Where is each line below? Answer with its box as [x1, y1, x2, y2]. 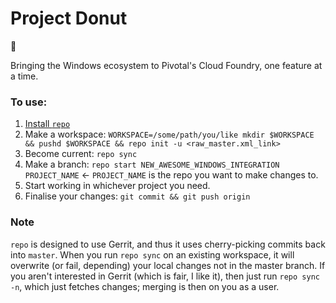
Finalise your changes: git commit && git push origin [24, 190, 251, 202]
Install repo [24, 118, 71, 130]
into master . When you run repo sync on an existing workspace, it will [10, 248, 295, 261]
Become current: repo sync [24, 148, 138, 160]
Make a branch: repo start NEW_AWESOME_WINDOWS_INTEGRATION [24, 158, 280, 171]
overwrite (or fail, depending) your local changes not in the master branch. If [10, 259, 326, 271]
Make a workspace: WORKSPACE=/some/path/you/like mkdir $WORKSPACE [24, 128, 315, 141]
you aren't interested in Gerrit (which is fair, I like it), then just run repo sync [10, 270, 320, 282]
